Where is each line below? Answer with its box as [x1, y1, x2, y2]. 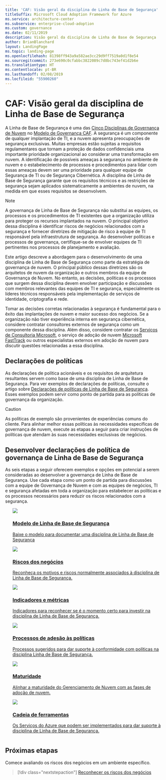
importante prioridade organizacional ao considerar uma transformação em [5, 151, 159, 157]
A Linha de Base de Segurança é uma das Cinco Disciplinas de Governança [5, 125, 160, 130]
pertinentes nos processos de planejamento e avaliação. [5, 244, 120, 250]
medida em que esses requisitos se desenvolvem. [5, 188, 108, 194]
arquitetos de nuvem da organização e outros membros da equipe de [5, 269, 147, 275]
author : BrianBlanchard [5, 40, 55, 45]
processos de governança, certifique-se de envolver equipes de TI [5, 239, 142, 245]
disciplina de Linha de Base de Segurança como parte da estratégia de [5, 259, 150, 265]
